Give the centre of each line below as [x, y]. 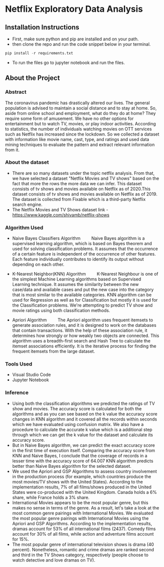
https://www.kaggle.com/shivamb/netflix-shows [61, 215]
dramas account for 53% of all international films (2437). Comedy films [84, 529]
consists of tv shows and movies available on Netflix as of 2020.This [81, 189]
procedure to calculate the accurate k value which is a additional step [82, 429]
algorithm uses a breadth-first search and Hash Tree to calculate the [81, 341]
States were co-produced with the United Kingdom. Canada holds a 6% [84, 492]
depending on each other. [38, 264]
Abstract [16, 92]
